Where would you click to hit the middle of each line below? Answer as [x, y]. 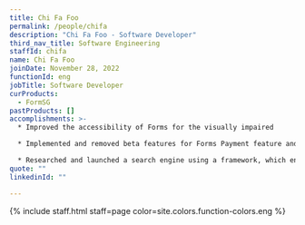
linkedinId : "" [38, 177]
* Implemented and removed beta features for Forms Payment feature [150, 144]
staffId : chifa [38, 52]
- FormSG [34, 102]
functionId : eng [40, 77]
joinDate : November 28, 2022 [64, 69]
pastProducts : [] [42, 111]
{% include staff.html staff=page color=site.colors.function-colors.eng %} [148, 210]
